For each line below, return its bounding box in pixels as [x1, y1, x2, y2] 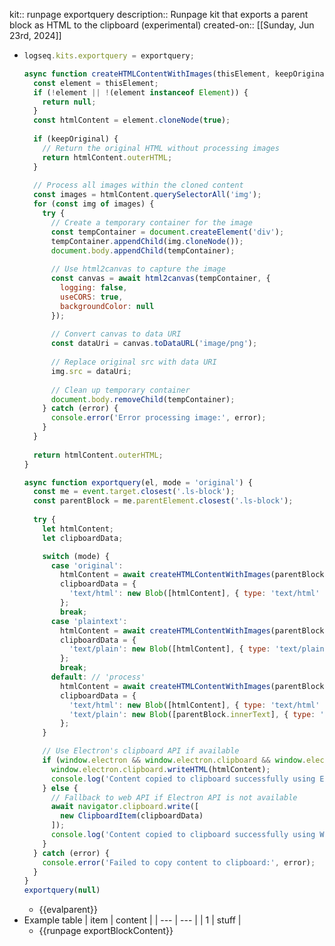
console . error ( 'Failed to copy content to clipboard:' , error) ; [42, 857, 316, 868]
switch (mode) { [42, 551, 110, 561]
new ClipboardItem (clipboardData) [60, 811, 204, 821]
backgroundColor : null [60, 301, 155, 311]
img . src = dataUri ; [50, 366, 132, 376]
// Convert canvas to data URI [50, 329, 182, 339]
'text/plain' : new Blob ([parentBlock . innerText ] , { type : [68, 709, 316, 719]
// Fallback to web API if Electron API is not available [50, 792, 298, 803]
